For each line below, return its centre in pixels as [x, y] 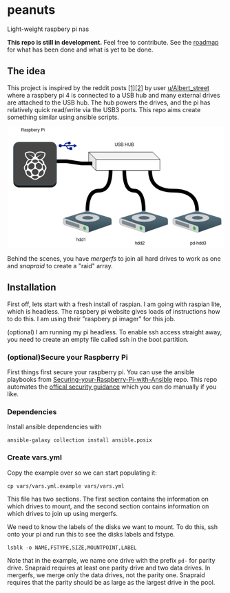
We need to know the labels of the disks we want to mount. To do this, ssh [113, 527]
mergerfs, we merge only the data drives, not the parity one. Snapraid [106, 575]
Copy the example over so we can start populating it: [82, 473]
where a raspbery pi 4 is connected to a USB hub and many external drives [114, 95]
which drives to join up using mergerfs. [63, 513]
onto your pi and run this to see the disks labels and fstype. [91, 534]
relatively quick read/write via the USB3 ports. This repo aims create [104, 109]
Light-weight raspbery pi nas [48, 29]
